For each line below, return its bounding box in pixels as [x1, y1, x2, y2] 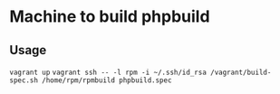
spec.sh [9, 76, 39, 85]
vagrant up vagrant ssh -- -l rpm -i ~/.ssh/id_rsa [9, 68, 207, 77]
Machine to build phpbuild [9, 6, 210, 27]
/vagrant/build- [209, 68, 272, 77]
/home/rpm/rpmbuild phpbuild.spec [42, 76, 172, 85]
